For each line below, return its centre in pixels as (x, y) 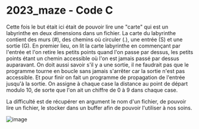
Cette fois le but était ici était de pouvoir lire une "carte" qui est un (87, 27)
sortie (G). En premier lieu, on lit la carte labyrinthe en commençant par (93, 46)
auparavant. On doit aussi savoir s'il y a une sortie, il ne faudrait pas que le (97, 64)
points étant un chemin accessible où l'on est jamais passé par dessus (93, 58)
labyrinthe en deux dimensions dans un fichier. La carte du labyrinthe (91, 33)
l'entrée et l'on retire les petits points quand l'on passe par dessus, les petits (100, 52)
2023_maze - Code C (60, 10)
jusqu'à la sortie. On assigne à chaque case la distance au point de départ (97, 83)
